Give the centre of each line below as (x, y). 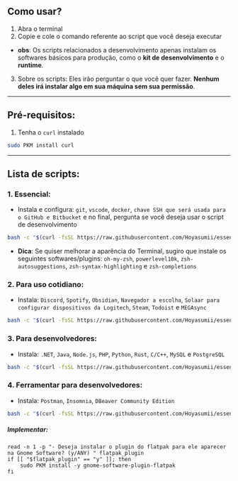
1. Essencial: (29, 194)
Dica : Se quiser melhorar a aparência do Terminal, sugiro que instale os (122, 251)
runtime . (30, 65)
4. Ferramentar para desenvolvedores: (75, 385)
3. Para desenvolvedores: (52, 339)
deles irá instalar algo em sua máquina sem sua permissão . (106, 86)
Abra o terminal (40, 28)
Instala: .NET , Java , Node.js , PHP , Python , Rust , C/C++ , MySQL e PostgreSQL (121, 354)
